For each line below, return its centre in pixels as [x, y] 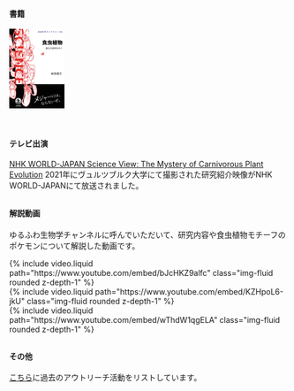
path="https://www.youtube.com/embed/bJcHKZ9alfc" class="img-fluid [141, 272]
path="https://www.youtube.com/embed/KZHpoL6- [189, 291]
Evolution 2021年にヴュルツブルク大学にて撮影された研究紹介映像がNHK [141, 174]
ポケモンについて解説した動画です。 [75, 245]
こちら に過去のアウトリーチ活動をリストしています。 [106, 378]
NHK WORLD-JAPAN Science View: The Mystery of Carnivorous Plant [136, 164]
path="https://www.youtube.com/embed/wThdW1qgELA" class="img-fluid [145, 319]
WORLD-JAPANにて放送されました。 [76, 185]
